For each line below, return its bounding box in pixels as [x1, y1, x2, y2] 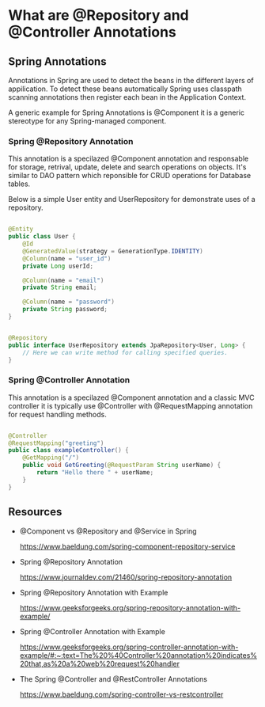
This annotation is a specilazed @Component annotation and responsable [8, 154, 249, 164]
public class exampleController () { [8, 447, 129, 454]
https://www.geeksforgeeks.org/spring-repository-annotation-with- [19, 602, 241, 612]
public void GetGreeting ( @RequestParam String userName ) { [22, 462, 221, 469]
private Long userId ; [22, 262, 93, 270]
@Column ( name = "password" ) [22, 298, 115, 306]
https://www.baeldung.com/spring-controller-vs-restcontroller [19, 690, 224, 699]
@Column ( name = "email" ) [22, 276, 104, 284]
